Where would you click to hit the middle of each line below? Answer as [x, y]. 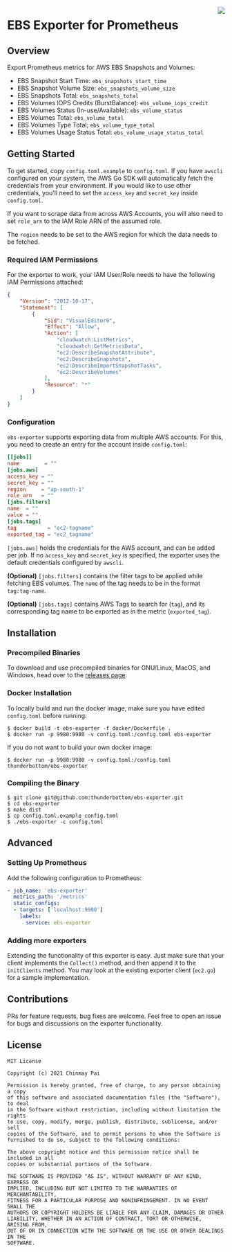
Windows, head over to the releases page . [67, 675]
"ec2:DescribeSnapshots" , [94, 359]
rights [17, 1116]
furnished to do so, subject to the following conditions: [94, 1140]
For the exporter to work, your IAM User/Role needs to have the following [111, 275]
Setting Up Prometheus [47, 863]
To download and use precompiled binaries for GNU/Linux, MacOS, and [109, 668]
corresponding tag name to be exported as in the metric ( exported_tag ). [109, 611]
